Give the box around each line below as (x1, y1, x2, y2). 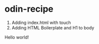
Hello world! (4, 34, 29, 40)
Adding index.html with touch (11, 20, 72, 25)
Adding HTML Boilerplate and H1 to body (11, 24, 95, 30)
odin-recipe (4, 3, 53, 15)
